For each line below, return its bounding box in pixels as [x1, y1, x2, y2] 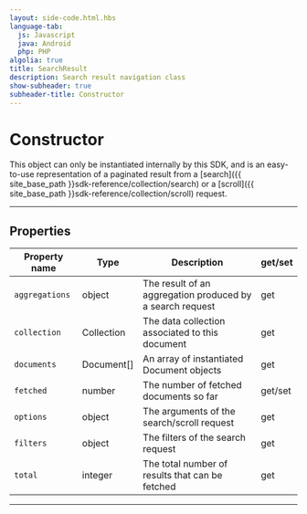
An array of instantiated [143, 352, 244, 365]
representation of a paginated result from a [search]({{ [36, 169, 242, 180]
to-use [9, 169, 35, 180]
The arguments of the [143, 405, 236, 418]
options [14, 412, 48, 423]
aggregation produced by [143, 288, 252, 301]
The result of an [143, 278, 211, 290]
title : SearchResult [9, 65, 89, 74]
